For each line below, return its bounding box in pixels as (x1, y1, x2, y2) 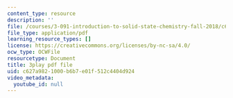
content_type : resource (7, 10, 76, 17)
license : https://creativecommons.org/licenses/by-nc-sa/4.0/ (7, 42, 191, 49)
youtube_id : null (13, 81, 64, 88)
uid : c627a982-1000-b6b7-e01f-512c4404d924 (7, 68, 135, 75)
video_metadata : (7, 74, 54, 81)
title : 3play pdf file (7, 61, 73, 68)
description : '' (7, 17, 54, 23)
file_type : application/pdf (7, 29, 89, 37)
